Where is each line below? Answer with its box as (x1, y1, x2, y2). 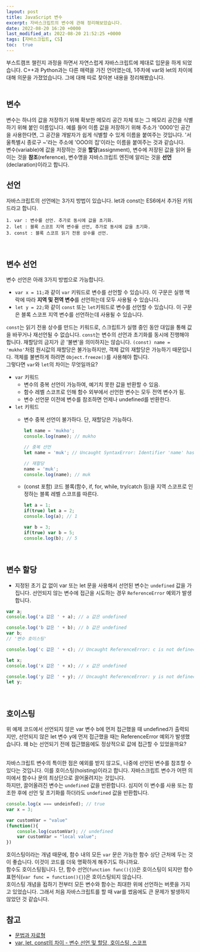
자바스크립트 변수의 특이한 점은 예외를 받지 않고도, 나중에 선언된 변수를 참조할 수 (6, 760, 192, 767)
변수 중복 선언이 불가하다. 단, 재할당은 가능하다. (23, 416, 133, 423)
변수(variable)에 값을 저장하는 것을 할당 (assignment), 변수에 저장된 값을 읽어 (6, 146, 186, 153)
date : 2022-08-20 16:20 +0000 (6, 25, 82, 32)
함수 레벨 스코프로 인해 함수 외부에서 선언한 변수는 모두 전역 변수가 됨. (23, 388, 186, 396)
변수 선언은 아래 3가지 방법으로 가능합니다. (6, 276, 105, 283)
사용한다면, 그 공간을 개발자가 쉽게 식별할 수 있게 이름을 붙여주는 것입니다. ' (12, 131, 187, 138)
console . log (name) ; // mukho (23, 433, 96, 439)
